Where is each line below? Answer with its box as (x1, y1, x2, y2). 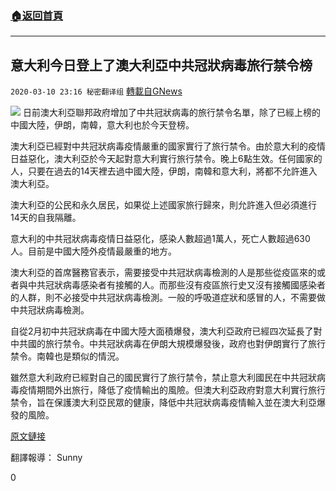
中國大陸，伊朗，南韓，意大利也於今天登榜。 (10, 119, 195, 131)
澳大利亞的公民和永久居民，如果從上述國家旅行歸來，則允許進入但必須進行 (10, 199, 317, 211)
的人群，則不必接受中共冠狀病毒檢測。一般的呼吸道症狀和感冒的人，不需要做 (10, 292, 326, 304)
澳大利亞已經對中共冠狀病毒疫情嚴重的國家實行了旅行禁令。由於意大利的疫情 (10, 140, 326, 152)
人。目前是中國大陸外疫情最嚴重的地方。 (10, 245, 177, 257)
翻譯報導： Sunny (10, 452, 83, 464)
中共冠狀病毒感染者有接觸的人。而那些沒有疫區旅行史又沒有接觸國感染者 (27, 279, 326, 291)
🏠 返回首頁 (10, 8, 64, 22)
